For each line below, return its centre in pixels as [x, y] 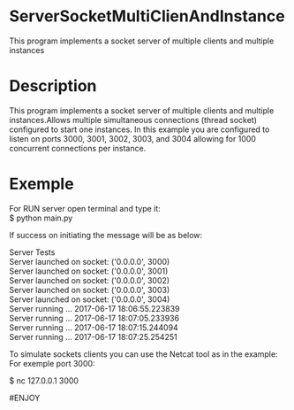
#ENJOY [25, 398]
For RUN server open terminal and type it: [85, 208]
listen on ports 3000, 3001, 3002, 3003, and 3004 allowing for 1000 [132, 138]
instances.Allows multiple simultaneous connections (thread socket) [133, 120]
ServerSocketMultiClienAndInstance [147, 16]
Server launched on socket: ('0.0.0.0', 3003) [90, 290]
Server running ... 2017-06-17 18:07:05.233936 [94, 318]
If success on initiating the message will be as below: [106, 235]
